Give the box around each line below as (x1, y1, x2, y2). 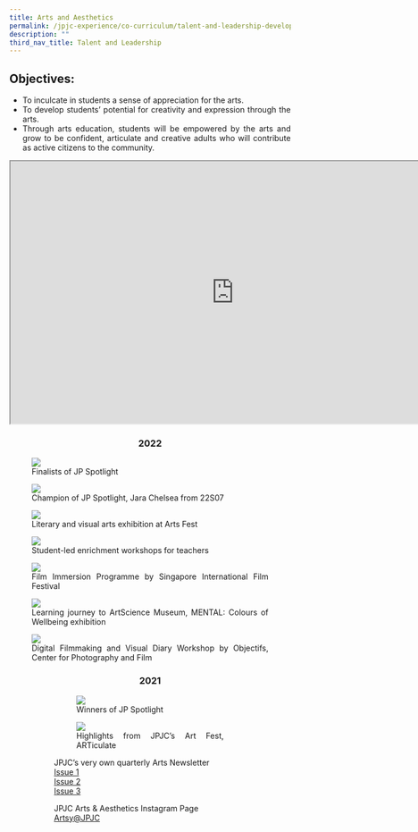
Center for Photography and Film (31, 652, 153, 663)
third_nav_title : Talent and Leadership (9, 38, 163, 47)
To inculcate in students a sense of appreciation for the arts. (21, 95, 244, 105)
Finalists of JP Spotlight (31, 466, 119, 477)
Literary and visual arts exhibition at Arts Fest (31, 519, 198, 530)
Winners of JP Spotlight (76, 703, 163, 715)
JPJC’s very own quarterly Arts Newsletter (54, 757, 210, 768)
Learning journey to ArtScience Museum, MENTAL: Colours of (31, 607, 269, 618)
